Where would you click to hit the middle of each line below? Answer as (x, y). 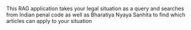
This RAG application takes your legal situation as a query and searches (95, 9)
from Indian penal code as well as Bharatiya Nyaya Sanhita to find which (96, 15)
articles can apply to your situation (49, 21)
